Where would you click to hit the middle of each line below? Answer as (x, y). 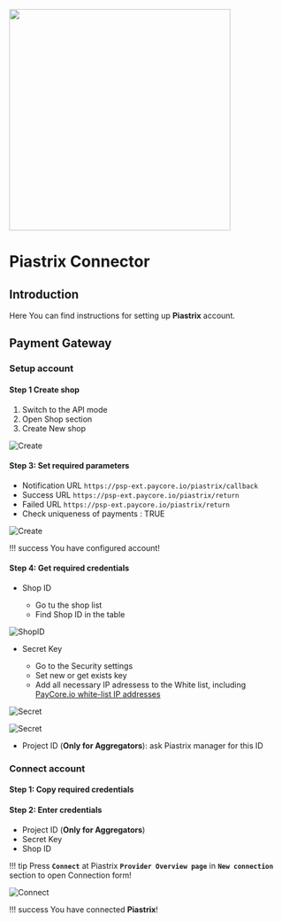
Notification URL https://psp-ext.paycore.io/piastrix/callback (140, 485)
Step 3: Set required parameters (69, 466)
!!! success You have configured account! (85, 547)
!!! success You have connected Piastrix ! (84, 909)
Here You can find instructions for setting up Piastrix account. (122, 315)
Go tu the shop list (69, 605)
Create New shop (54, 428)
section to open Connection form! (71, 875)
